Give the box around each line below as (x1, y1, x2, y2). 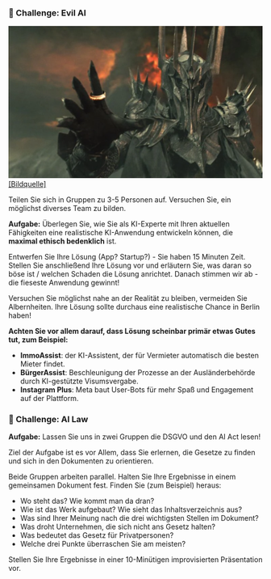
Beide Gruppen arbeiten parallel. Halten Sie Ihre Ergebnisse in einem (8, 472, 236, 482)
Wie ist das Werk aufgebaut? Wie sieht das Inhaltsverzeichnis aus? (19, 505, 243, 514)
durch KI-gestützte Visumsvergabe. (19, 376, 139, 387)
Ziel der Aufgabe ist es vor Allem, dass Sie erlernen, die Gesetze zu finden (8, 448, 256, 458)
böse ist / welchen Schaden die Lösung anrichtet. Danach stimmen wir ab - (8, 269, 258, 279)
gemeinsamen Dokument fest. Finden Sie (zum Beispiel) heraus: (8, 480, 222, 490)
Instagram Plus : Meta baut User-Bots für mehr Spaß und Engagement (19, 385, 254, 395)
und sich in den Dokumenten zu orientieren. (8, 456, 154, 466)
